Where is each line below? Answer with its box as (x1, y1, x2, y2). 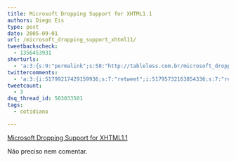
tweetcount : (7, 82, 42, 89)
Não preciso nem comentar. (7, 147, 88, 155)
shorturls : (7, 56, 39, 63)
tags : (7, 102, 23, 109)
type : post (7, 23, 39, 30)
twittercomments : (7, 69, 58, 76)
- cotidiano (13, 108, 49, 115)
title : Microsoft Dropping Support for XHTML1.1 (7, 10, 152, 18)
